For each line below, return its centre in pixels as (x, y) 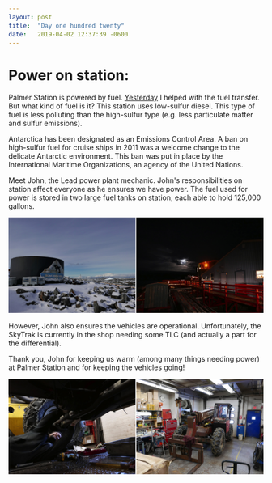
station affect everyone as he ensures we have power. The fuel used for (128, 189)
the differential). (35, 343)
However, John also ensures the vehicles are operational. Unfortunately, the (135, 326)
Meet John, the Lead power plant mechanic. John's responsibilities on (125, 180)
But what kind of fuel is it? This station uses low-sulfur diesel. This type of (132, 106)
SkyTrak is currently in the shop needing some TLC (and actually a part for (133, 335)
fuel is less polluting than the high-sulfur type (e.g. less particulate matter (131, 115)
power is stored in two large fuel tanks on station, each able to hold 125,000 (135, 197)
